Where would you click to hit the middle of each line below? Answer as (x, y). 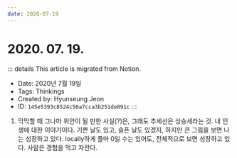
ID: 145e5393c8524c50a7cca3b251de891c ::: (77, 106)
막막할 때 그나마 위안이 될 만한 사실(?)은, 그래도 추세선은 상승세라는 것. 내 (119, 120)
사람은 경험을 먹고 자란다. (63, 147)
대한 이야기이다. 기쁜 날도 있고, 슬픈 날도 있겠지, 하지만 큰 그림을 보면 (127, 130)
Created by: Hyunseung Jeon (61, 98)
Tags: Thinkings (41, 91)
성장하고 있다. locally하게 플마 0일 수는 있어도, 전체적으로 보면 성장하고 (124, 138)
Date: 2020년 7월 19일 (49, 83)
